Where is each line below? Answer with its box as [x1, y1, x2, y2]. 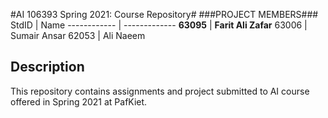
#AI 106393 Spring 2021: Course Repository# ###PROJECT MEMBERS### [10, 9, 319, 20]
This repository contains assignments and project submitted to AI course [10, 85, 310, 97]
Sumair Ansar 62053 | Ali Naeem [10, 30, 146, 41]
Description [10, 59, 85, 76]
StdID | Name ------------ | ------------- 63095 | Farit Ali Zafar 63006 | [10, 19, 308, 31]
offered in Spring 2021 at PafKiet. [10, 95, 148, 108]
